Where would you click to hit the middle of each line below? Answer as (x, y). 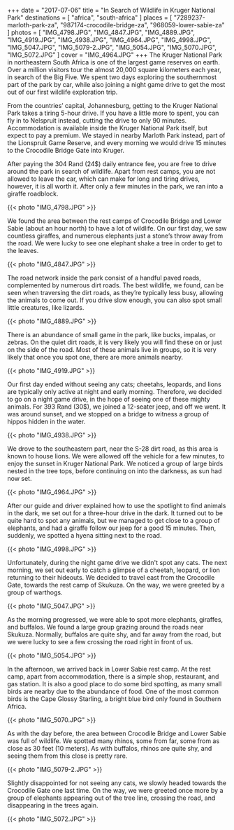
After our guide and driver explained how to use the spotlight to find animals (117, 505)
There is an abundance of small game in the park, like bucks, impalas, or (111, 335)
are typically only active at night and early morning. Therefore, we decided (115, 392)
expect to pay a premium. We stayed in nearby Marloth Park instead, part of (116, 135)
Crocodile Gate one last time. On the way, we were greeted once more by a (115, 790)
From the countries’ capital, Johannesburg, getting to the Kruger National (112, 106)
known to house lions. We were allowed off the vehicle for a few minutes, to (116, 456)
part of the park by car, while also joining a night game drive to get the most (116, 84)
